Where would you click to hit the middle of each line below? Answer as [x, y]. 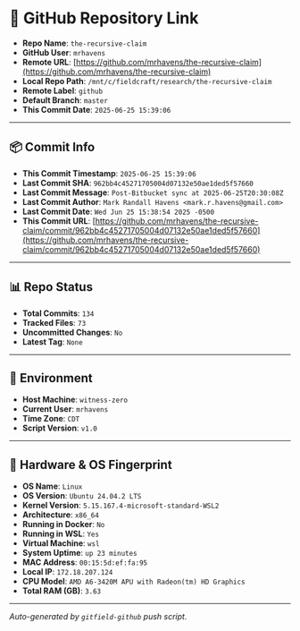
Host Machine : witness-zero [75, 400]
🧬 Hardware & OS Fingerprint [91, 465]
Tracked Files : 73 [54, 322]
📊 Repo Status [51, 287]
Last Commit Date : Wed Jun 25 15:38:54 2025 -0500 [118, 211]
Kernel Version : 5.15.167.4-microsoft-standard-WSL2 [121, 506]
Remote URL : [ [49, 62]
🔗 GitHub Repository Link [104, 18]
